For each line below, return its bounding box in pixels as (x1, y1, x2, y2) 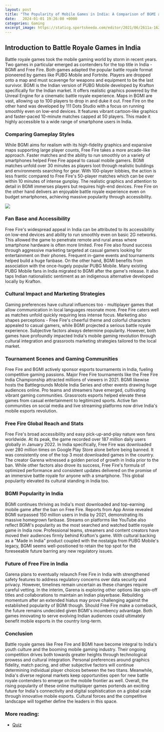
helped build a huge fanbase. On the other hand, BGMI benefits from (5, 258, 143, 263)
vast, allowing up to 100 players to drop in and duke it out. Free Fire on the (5, 98, 154, 104)
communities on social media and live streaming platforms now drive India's (5, 403, 158, 409)
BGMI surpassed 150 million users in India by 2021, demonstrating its (5, 512, 143, 517)
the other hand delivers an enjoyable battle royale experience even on (5, 189, 145, 194)
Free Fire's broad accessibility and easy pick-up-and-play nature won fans (5, 431, 155, 437)
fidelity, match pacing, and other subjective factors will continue (5, 662, 134, 668)
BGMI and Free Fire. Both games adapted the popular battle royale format (5, 66, 153, 72)
